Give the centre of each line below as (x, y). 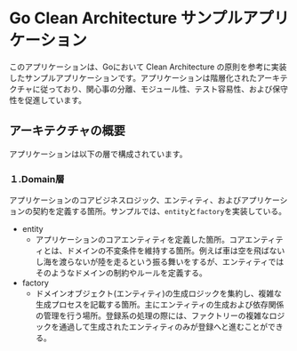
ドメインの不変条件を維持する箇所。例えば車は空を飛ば (168, 251)
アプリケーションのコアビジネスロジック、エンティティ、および (125, 200)
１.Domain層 (37, 179)
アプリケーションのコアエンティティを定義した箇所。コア (140, 240)
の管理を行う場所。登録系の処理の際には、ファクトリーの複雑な (152, 315)
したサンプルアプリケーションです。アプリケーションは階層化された (133, 77)
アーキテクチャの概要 (68, 131)
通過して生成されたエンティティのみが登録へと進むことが (164, 327)
